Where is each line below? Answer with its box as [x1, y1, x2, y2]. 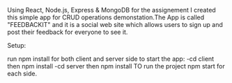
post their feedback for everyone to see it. [7, 28, 128, 36]
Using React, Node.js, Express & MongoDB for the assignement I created [7, 6, 216, 14]
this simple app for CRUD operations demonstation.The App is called [7, 13, 205, 21]
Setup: [7, 41, 26, 49]
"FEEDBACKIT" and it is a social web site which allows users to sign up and [7, 21, 223, 28]
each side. [7, 69, 37, 77]
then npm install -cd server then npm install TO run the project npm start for [7, 62, 225, 70]
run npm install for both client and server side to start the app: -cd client [7, 55, 215, 63]
